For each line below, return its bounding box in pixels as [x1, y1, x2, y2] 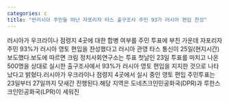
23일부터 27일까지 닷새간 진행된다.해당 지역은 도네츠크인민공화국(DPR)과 [7, 79, 203, 87]
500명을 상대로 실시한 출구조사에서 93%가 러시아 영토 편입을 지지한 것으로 [7, 62, 207, 70]
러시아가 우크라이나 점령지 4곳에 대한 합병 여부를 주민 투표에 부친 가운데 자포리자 [7, 36, 223, 44]
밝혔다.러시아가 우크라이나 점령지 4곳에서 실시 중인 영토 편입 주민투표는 [25, 70, 215, 79]
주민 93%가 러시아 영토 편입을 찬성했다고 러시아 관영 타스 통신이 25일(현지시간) [7, 44, 220, 53]
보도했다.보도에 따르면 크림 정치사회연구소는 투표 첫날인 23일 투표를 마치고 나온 [7, 53, 219, 62]
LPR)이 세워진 [42, 87, 80, 96]
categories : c [7, 10, 48, 17]
